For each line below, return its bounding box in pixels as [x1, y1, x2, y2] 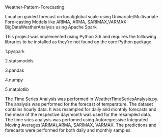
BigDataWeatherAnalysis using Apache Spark [5, 24, 97, 30]
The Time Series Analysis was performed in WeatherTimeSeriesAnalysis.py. [5, 96, 159, 102]
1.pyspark [5, 49, 25, 54]
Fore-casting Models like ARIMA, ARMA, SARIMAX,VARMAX [5, 19, 127, 25]
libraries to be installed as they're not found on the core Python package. [5, 39, 153, 45]
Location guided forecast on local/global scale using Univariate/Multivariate [5, 14, 158, 19]
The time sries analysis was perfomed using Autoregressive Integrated [5, 117, 148, 122]
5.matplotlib [5, 86, 29, 92]
